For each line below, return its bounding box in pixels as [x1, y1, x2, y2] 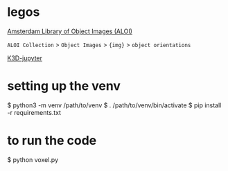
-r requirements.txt [7, 108, 61, 116]
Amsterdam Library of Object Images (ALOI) [7, 27, 133, 35]
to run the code [7, 133, 97, 149]
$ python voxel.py [7, 155, 59, 163]
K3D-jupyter [7, 53, 43, 62]
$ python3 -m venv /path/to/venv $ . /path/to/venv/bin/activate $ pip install [7, 101, 222, 109]
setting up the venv [7, 78, 121, 94]
